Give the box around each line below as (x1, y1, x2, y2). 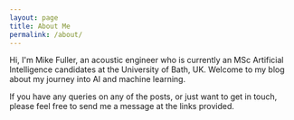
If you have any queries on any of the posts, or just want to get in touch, (9, 91, 278, 102)
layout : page (9, 13, 59, 23)
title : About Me (9, 22, 71, 31)
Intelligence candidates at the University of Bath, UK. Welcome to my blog (9, 64, 285, 75)
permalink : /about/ (9, 30, 83, 39)
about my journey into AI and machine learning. (9, 74, 186, 85)
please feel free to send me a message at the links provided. (9, 101, 235, 112)
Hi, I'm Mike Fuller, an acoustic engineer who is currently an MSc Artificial (9, 55, 284, 66)
